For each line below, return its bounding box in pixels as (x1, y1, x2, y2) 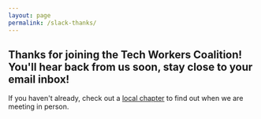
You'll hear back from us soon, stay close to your (8, 60, 253, 73)
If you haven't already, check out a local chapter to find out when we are (8, 94, 244, 103)
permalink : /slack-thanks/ (8, 19, 97, 27)
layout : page (8, 11, 51, 20)
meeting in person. (8, 102, 69, 111)
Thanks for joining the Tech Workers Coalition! (8, 48, 243, 61)
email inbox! (8, 73, 69, 86)
